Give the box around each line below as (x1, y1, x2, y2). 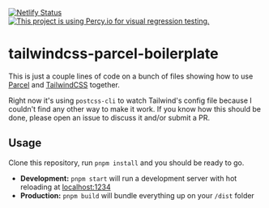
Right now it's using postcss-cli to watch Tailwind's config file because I (8, 96, 253, 105)
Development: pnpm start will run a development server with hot (19, 173, 237, 183)
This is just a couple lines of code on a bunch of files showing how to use (8, 71, 254, 81)
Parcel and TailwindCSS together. (8, 79, 120, 89)
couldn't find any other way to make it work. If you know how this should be (8, 104, 262, 113)
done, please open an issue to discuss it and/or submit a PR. (8, 112, 211, 122)
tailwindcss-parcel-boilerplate (8, 45, 219, 63)
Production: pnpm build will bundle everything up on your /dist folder (19, 190, 255, 200)
